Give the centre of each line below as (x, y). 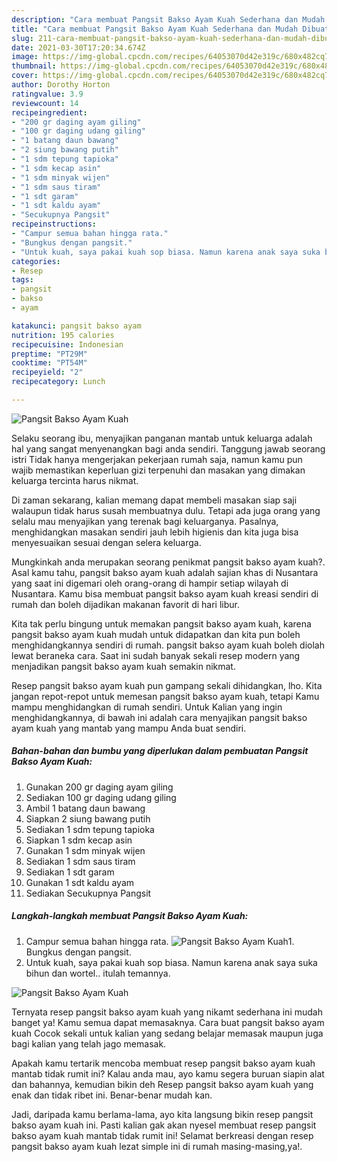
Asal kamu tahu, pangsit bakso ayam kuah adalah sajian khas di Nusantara (165, 572)
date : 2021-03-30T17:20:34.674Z (78, 47)
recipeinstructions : (54, 224)
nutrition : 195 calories (63, 335)
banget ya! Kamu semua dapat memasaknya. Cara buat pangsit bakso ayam (168, 1022)
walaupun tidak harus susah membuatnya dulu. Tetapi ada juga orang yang (166, 510)
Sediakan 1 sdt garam (70, 872)
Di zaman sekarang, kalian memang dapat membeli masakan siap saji (154, 500)
